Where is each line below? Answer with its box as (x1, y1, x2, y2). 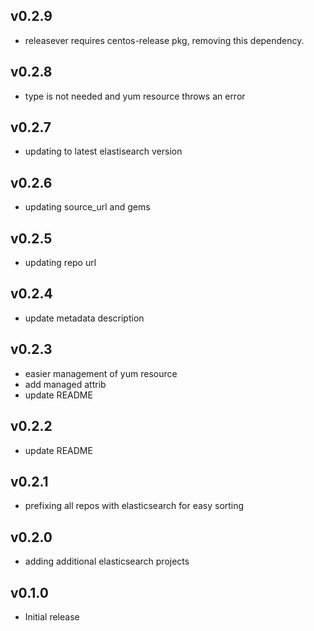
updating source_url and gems (24, 201, 151, 213)
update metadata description (24, 312, 145, 324)
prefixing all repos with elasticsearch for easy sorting (24, 500, 245, 512)
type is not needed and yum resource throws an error (24, 90, 246, 102)
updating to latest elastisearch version (24, 145, 183, 158)
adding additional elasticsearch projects (24, 555, 190, 568)
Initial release (24, 610, 80, 623)
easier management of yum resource (24, 367, 178, 379)
